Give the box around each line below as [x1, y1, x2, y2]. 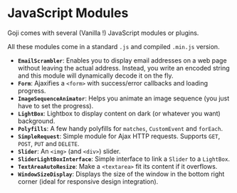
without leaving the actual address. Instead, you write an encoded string [17, 63, 230, 72]
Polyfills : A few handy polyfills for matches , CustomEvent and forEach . [17, 124, 223, 132]
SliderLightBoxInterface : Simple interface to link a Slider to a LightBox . [17, 155, 230, 163]
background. [17, 116, 56, 125]
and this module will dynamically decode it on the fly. [17, 71, 174, 80]
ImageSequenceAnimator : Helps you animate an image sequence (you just [17, 94, 230, 103]
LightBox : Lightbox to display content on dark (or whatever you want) [17, 109, 221, 118]
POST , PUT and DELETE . [17, 139, 80, 147]
